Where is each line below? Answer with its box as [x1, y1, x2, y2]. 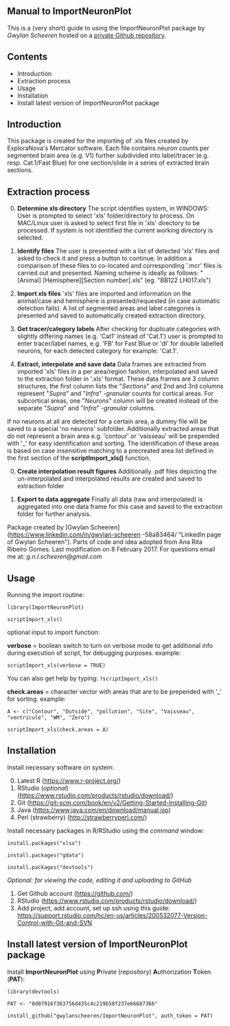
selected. [16, 233, 44, 242]
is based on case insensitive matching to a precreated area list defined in [7, 447, 214, 455]
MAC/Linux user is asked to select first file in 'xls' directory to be [16, 219, 200, 227]
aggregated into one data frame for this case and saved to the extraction [16, 503, 223, 511]
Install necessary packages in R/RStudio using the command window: [7, 826, 205, 835]
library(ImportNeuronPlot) [7, 604, 84, 611]
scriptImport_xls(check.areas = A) [7, 726, 109, 733]
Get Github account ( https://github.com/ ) [16, 889, 133, 897]
